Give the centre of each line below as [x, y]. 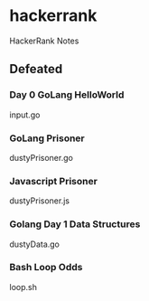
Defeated [36, 69]
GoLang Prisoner [47, 138]
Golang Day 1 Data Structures [75, 224]
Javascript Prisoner [53, 181]
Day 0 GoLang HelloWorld [67, 95]
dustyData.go [35, 244]
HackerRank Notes [44, 41]
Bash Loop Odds [46, 268]
